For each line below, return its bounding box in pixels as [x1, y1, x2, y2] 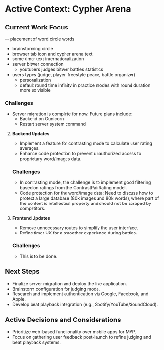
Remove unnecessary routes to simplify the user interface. [19, 225, 139, 231]
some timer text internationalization [12, 56, 84, 62]
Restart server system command [19, 121, 86, 127]
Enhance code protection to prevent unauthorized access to [19, 151, 142, 157]
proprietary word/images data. [19, 156, 82, 162]
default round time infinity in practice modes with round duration [19, 82, 151, 88]
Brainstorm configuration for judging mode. [12, 286, 100, 292]
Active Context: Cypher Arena [5, 3, 131, 15]
